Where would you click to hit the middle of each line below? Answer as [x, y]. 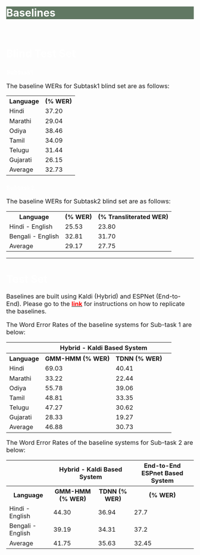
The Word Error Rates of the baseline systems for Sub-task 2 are [100, 443]
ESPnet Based [162, 473]
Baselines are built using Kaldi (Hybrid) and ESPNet [80, 296]
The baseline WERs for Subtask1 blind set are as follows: [88, 86]
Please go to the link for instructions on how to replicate [104, 304]
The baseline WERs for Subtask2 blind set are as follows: [88, 201]
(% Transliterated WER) [133, 217]
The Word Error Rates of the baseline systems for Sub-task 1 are [99, 325]
